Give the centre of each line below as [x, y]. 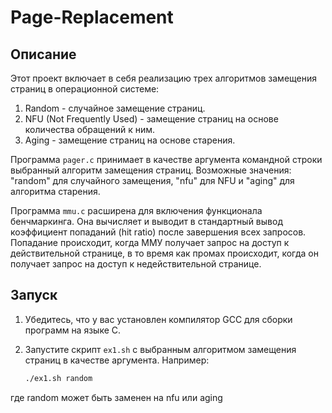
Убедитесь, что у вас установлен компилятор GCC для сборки [158, 319]
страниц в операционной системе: [85, 89]
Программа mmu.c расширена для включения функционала [136, 210]
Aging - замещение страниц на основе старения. [130, 140]
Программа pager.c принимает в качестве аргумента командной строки [166, 159]
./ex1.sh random [58, 378]
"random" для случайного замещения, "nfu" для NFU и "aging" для [152, 180]
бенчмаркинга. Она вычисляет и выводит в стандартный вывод [146, 221]
